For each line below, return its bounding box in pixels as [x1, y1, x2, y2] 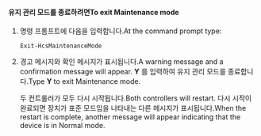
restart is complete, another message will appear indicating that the [19, 112, 241, 122]
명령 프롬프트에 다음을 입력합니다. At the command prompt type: [19, 26, 222, 36]
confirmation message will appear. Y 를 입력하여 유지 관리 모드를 [19, 67, 226, 77]
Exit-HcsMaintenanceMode [19, 42, 102, 51]
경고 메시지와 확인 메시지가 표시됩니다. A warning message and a [19, 57, 224, 66]
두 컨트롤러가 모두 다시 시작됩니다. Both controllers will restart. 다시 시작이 [19, 93, 252, 103]
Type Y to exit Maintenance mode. [28, 77, 141, 86]
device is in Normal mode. [19, 121, 106, 130]
